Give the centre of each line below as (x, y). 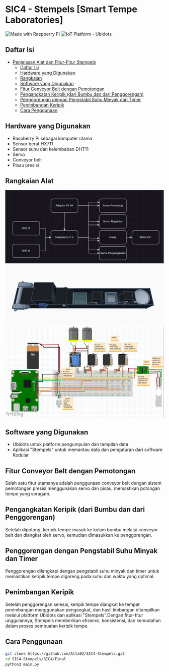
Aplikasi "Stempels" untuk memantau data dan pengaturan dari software (88, 450)
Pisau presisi (26, 165)
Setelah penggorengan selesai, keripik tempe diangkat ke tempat (72, 604)
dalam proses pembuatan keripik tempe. (47, 626)
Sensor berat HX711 (33, 144)
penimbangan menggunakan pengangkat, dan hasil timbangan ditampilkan (82, 609)
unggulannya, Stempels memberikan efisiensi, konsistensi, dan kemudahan (83, 620)
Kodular (21, 455)
